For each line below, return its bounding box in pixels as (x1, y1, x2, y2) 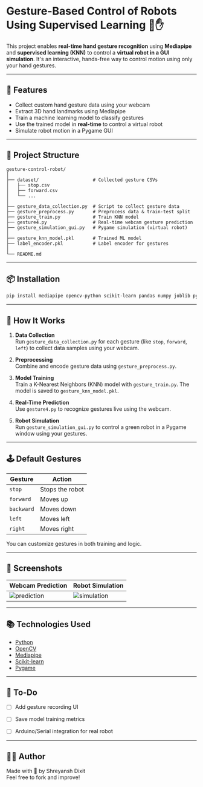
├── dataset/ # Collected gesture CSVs (6, 177, 158, 183)
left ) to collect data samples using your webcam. (14, 344, 140, 352)
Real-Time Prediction (14, 399, 69, 407)
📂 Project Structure (6, 150, 80, 161)
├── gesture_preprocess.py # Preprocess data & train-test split (6, 208, 190, 214)
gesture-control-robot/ (6, 166, 66, 172)
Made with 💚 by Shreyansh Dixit (6, 768, 86, 775)
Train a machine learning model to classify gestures (14, 114, 144, 121)
